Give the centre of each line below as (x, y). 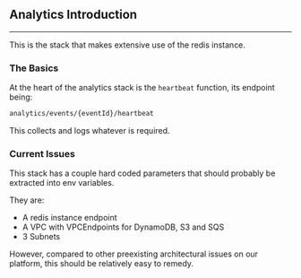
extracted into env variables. (62, 183)
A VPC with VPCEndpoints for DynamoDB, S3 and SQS (123, 227)
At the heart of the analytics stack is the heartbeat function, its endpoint (142, 88)
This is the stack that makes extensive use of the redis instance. (128, 45)
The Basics (34, 68)
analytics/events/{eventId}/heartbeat (82, 114)
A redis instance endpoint (70, 218)
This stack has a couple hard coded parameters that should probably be (142, 173)
